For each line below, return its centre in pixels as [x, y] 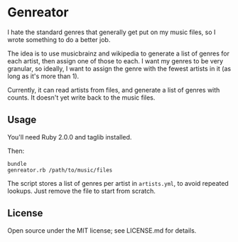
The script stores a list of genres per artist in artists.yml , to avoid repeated [118, 183]
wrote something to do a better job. [59, 39]
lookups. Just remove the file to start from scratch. [82, 191]
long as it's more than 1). [43, 76]
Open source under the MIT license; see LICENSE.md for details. [102, 230]
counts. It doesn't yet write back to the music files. [81, 98]
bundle [17, 164]
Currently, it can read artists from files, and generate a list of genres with [114, 90]
